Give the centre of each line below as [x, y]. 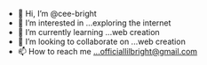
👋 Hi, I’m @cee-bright [57, 14]
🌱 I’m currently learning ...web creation [88, 32]
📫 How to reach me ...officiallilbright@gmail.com [107, 51]
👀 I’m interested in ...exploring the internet [94, 23]
